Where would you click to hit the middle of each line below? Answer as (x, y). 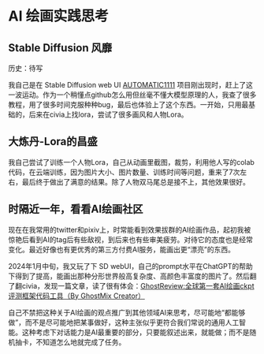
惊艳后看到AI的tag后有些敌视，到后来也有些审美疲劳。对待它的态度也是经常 (131, 239)
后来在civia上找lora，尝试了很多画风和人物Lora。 (108, 114)
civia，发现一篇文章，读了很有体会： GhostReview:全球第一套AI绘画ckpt (138, 285)
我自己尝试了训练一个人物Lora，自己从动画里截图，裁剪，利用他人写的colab (131, 162)
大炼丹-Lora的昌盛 (53, 142)
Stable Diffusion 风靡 (60, 48)
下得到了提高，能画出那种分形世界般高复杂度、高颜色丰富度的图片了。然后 (129, 276)
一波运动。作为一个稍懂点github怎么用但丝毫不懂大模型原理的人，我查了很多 (132, 95)
